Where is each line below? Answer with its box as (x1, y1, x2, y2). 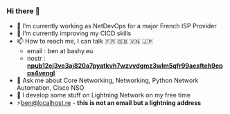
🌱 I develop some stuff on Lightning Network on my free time (16, 91, 191, 99)
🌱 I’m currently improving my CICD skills (16, 29, 132, 37)
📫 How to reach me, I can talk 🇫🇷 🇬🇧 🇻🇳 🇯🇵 (16, 37, 153, 46)
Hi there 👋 (6, 6, 41, 16)
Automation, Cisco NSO (16, 84, 85, 92)
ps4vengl (26, 69, 55, 77)
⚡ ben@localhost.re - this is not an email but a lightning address (16, 99, 202, 107)
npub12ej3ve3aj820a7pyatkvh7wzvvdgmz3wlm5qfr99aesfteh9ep (26, 61, 223, 70)
